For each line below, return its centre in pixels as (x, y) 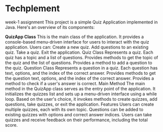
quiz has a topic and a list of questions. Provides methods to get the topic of (82, 57)
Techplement (32, 9)
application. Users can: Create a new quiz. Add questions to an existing (77, 47)
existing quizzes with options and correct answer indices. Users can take (79, 114)
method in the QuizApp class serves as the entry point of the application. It (80, 88)
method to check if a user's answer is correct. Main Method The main (75, 83)
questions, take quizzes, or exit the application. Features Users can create (80, 104)
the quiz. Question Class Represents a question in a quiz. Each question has (81, 68)
